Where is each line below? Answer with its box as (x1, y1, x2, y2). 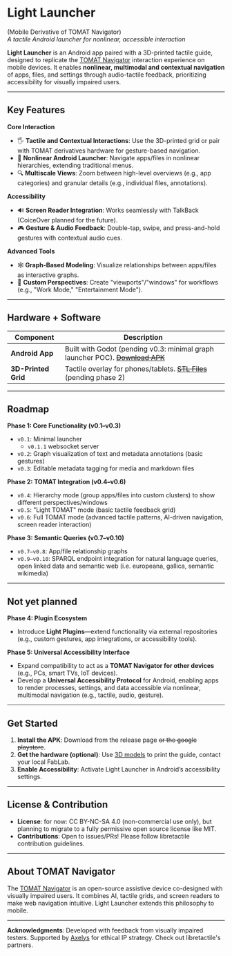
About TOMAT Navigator (7, 866, 115, 878)
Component (14, 332, 55, 342)
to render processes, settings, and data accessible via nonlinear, (17, 684, 202, 692)
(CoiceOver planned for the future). (17, 216, 118, 224)
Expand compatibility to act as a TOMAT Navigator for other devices (17, 662, 215, 670)
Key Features (7, 104, 66, 116)
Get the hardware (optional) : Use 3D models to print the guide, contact (17, 751, 221, 758)
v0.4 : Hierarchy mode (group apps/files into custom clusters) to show (17, 491, 215, 499)
